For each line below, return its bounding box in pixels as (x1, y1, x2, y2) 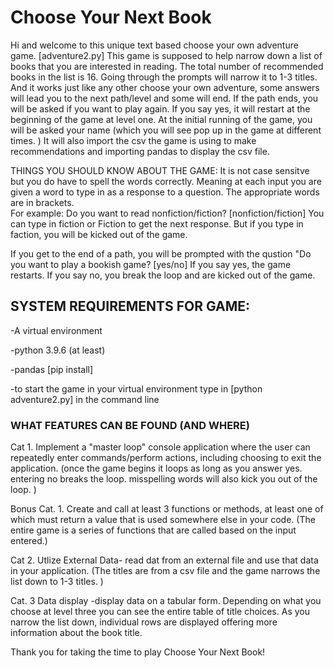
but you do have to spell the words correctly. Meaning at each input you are (10, 175, 322, 187)
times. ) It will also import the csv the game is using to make (10, 134, 257, 146)
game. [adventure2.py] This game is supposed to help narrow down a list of (10, 49, 323, 61)
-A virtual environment (10, 324, 103, 336)
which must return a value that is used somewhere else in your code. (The (10, 514, 316, 526)
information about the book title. (10, 627, 143, 639)
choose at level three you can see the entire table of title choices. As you (10, 606, 310, 618)
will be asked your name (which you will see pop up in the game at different (10, 124, 322, 136)
